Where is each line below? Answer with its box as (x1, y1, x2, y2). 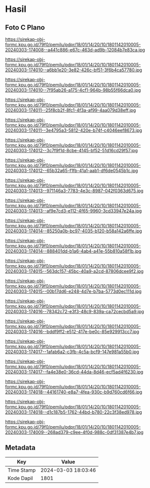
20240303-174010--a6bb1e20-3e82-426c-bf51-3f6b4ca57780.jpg (5, 67, 143, 73)
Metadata (5, 443, 36, 452)
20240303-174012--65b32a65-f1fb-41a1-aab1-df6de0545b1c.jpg (5, 167, 138, 173)
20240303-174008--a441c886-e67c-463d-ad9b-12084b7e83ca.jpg (5, 47, 145, 53)
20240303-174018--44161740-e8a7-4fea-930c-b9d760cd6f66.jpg (5, 389, 143, 395)
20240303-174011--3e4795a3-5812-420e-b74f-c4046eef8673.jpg (5, 127, 143, 133)
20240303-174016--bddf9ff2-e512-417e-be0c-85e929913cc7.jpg (5, 328, 140, 334)
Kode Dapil (7, 475, 33, 482)
